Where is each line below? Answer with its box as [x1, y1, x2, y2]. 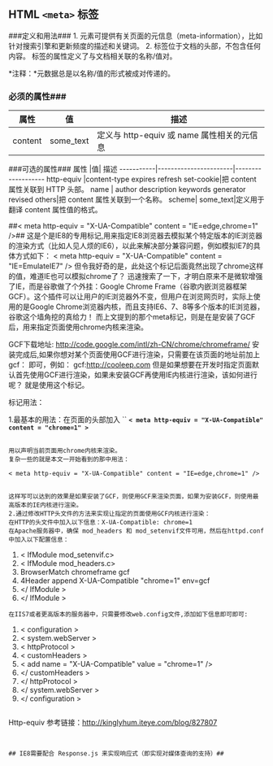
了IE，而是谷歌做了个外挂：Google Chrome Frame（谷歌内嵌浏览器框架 [8, 281, 248, 291]
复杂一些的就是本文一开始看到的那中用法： [8, 455, 130, 464]
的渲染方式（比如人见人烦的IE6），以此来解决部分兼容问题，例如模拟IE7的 [8, 241, 253, 250]
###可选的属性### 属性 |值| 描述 [8, 164, 118, 174]
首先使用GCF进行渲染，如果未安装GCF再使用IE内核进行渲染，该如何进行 [15, 370, 258, 380]
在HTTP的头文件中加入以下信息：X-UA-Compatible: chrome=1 [8, 519, 193, 527]
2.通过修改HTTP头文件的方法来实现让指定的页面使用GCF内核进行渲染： [8, 510, 211, 518]
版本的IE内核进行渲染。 [14, 501, 83, 510]
